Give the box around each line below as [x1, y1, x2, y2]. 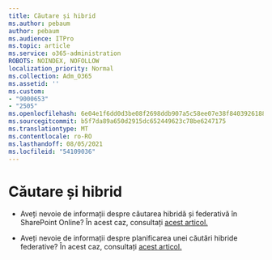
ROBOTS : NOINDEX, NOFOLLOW [8, 58, 100, 66]
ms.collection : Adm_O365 [8, 72, 92, 80]
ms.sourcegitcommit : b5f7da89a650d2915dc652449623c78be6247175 [8, 117, 227, 126]
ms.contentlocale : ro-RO [8, 132, 92, 140]
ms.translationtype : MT [8, 125, 89, 133]
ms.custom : [8, 87, 45, 96]
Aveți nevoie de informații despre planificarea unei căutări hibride [19, 233, 238, 243]
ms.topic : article [8, 42, 70, 50]
